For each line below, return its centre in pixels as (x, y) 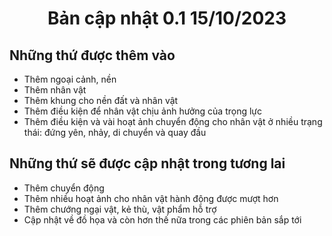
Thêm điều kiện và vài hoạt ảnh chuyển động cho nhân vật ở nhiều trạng (173, 121)
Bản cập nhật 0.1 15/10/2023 (167, 18)
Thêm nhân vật (55, 90)
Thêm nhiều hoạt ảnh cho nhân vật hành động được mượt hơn (151, 198)
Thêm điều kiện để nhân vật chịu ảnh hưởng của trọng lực (143, 111)
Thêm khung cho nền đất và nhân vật (101, 100)
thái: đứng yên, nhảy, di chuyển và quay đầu (115, 132)
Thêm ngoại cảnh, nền (70, 79)
